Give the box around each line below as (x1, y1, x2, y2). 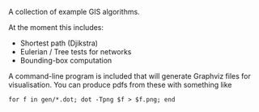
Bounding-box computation (19, 56, 113, 65)
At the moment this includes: (8, 23, 104, 32)
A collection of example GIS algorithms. (8, 7, 140, 16)
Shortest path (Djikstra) (19, 38, 99, 48)
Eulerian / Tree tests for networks (19, 47, 132, 56)
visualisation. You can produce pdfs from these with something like (8, 80, 232, 89)
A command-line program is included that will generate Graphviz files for (8, 71, 251, 80)
